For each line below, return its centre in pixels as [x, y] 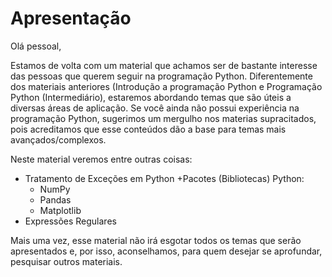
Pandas [55, 199]
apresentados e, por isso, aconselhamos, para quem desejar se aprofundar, [166, 251]
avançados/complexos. [58, 139]
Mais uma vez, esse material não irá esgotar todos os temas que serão [156, 240]
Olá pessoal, [36, 46]
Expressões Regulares [70, 221]
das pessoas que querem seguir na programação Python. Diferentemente [161, 76]
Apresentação [71, 18]
